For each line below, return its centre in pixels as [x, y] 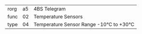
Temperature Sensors [58, 17]
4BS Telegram [50, 9]
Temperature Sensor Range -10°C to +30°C [84, 24]
